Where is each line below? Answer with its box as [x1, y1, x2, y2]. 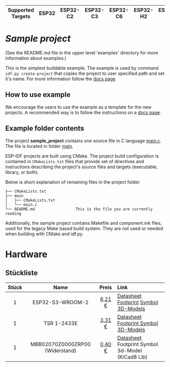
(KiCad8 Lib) [117, 353, 148, 360]
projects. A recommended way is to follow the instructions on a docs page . [5, 109, 161, 115]
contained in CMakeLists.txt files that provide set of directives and [5, 158, 144, 164]
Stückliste [5, 269, 38, 278]
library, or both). [5, 169, 39, 175]
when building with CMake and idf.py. [5, 231, 83, 237]
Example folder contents [5, 124, 84, 133]
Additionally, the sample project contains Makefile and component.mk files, [5, 220, 162, 226]
